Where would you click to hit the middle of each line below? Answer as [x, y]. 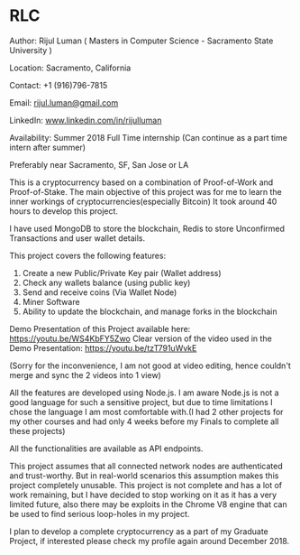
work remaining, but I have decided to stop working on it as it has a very [143, 495]
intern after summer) [48, 147]
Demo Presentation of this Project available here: [100, 328]
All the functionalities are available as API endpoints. [106, 449]
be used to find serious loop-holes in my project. [100, 513]
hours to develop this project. [64, 211]
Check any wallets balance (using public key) [106, 282]
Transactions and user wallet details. [77, 238]
